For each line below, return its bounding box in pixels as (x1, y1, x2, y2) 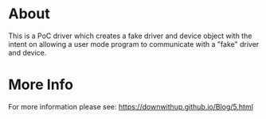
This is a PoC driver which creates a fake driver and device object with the (8, 31, 252, 40)
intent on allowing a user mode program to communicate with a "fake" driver (8, 39, 260, 48)
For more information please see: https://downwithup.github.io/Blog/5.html (8, 102, 253, 111)
